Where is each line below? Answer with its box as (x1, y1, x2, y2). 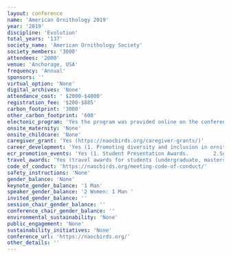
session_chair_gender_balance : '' (7, 201, 107, 208)
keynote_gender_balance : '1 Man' (7, 182, 103, 189)
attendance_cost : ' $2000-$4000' (7, 93, 103, 100)
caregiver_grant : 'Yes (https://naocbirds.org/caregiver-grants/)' (7, 138, 205, 145)
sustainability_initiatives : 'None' (7, 227, 112, 234)
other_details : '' (7, 239, 60, 247)
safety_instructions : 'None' (7, 169, 91, 176)
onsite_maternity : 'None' (7, 125, 81, 132)
